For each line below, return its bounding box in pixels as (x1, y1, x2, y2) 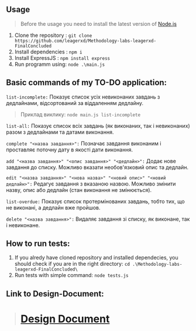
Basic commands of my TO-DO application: (6, 77, 167, 87)
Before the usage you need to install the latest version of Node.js (20, 20, 177, 27)
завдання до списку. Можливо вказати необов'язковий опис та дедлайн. (6, 164, 189, 171)
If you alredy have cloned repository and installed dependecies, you (14, 254, 178, 261)
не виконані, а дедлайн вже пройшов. (6, 204, 101, 211)
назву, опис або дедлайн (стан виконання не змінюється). (6, 186, 152, 193)
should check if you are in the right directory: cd (14, 261, 130, 268)
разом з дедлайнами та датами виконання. (6, 129, 114, 136)
